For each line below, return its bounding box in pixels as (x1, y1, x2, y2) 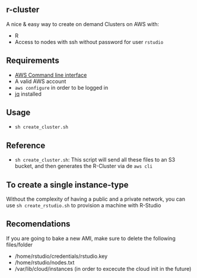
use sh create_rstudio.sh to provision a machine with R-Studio (6, 202, 161, 209)
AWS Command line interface (14, 71, 87, 78)
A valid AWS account (14, 77, 66, 85)
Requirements (6, 56, 59, 66)
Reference (6, 140, 46, 150)
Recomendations (6, 219, 71, 229)
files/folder (6, 241, 33, 248)
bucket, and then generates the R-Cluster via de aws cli (14, 163, 153, 170)
